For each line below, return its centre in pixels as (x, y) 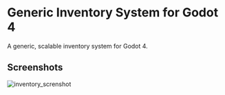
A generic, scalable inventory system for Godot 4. (77, 46)
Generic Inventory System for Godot (113, 13)
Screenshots (35, 67)
